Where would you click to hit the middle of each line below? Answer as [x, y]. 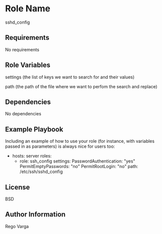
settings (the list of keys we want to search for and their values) [70, 77]
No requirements [22, 49]
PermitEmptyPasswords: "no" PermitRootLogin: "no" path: [79, 167]
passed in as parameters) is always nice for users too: [60, 146]
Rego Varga [17, 226]
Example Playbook [34, 129]
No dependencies [23, 114]
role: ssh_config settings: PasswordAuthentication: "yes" [77, 161]
